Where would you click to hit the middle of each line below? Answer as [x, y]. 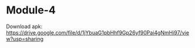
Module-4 [31, 10]
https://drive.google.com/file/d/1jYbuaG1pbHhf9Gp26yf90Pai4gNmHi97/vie [98, 32]
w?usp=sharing [25, 39]
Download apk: [24, 26]
